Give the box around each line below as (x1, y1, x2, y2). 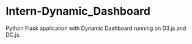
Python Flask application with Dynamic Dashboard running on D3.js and (6, 24, 186, 32)
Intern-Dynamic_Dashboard (6, 4, 151, 18)
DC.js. (6, 31, 21, 38)
